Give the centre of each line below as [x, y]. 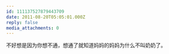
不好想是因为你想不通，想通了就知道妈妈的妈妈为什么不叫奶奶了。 [86, 45]
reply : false [22, 22]
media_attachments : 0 [33, 28]
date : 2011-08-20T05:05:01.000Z [46, 17]
